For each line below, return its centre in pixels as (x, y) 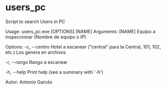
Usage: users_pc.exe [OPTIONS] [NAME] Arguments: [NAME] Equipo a (80, 31)
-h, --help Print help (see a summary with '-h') (54, 72)
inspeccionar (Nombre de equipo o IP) (46, 37)
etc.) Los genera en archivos (35, 52)
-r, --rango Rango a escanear (36, 62)
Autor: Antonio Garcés (29, 82)
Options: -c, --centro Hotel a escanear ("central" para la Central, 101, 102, (83, 47)
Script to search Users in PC (35, 21)
